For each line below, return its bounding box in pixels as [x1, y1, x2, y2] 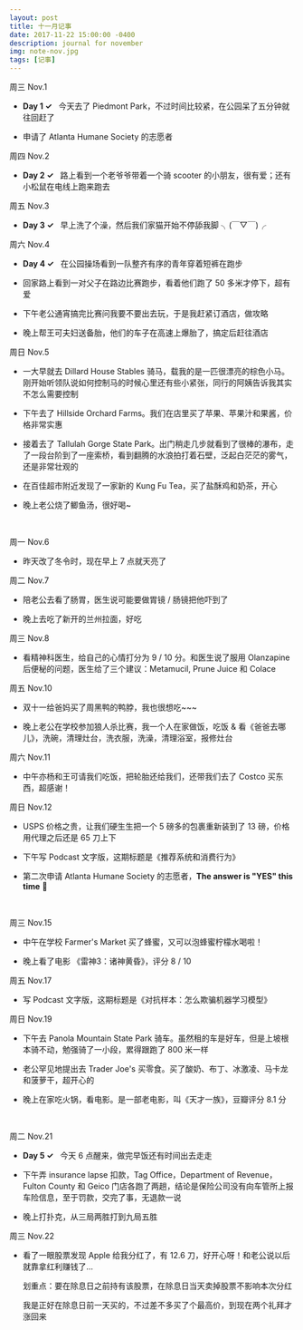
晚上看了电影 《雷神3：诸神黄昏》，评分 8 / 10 [22, 956, 192, 966]
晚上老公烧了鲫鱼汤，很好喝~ [22, 500, 132, 510]
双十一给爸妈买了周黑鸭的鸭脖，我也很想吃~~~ [22, 702, 197, 713]
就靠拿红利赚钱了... [22, 1261, 93, 1272]
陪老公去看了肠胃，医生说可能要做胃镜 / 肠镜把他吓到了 [22, 595, 229, 605]
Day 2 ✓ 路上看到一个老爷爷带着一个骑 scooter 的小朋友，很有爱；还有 [22, 170, 291, 180]
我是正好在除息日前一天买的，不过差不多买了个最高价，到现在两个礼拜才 [22, 1300, 292, 1310]
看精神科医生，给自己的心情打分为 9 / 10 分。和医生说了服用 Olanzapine [22, 652, 290, 663]
